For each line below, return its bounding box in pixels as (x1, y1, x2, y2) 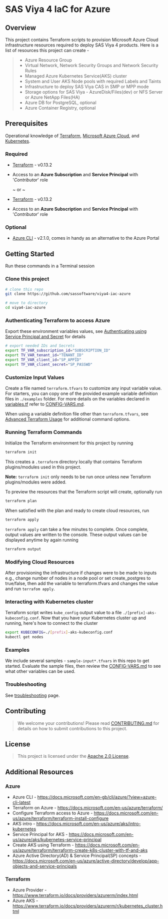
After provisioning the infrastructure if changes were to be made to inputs (5, 570, 157, 576)
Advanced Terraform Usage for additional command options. (5, 416, 131, 422)
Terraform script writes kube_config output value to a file (5, 610, 122, 616)
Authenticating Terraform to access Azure (5, 317, 110, 324)
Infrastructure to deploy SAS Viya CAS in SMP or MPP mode (24, 84, 149, 90)
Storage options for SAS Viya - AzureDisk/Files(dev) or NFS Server (24, 89, 163, 95)
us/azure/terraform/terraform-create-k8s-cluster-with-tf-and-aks (12, 847, 148, 853)
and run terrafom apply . (5, 586, 55, 592)
